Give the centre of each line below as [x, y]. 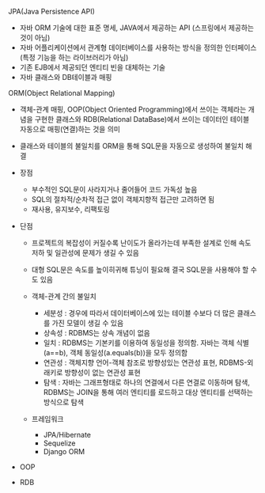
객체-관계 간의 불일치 [64, 296]
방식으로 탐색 [64, 402]
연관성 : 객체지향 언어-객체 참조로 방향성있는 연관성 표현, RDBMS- [145, 362]
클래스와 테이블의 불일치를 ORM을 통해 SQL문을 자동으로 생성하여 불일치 [131, 146]
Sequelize [60, 443]
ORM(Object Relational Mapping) [62, 93]
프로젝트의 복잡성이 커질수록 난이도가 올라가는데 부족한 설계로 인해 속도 [141, 243]
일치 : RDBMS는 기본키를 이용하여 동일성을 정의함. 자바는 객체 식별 [146, 343]
